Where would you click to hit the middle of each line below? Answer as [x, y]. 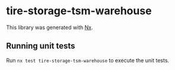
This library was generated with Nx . [50, 27]
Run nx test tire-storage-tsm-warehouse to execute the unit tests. [88, 60]
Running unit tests [41, 46]
